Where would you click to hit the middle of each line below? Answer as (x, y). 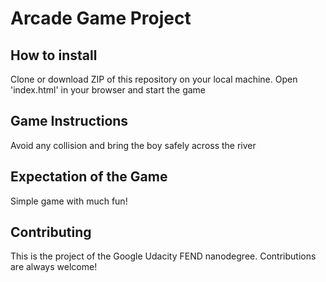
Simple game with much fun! (69, 201)
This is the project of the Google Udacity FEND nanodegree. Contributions (163, 256)
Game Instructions (69, 121)
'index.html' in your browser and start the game (108, 90)
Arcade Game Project (101, 18)
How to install (54, 55)
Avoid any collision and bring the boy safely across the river (133, 145)
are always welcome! (54, 267)
